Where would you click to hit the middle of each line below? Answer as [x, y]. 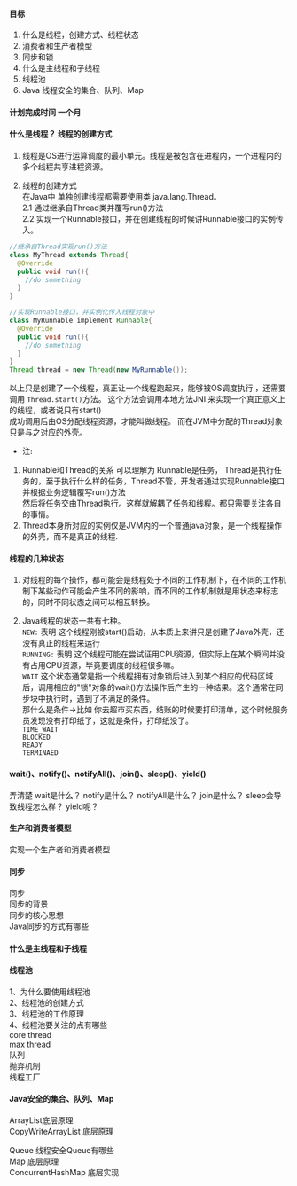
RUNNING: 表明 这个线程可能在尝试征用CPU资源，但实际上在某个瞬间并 [149, 654]
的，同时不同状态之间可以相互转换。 [88, 602]
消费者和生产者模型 [57, 46]
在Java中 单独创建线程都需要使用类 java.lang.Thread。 [121, 196]
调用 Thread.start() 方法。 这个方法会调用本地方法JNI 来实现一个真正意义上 [148, 399]
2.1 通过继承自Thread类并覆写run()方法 [93, 208]
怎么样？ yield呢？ [66, 806]
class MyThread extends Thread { [69, 255]
